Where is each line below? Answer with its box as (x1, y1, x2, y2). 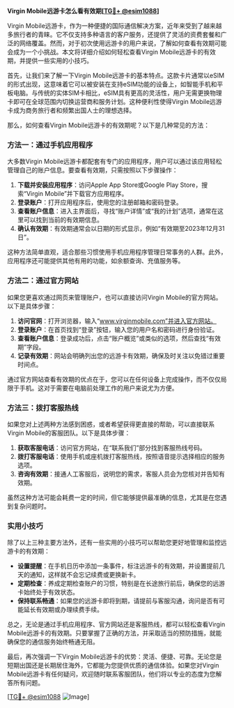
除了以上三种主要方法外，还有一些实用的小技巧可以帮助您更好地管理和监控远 (7, 538, 227, 547)
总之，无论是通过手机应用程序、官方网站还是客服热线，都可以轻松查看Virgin (7, 620, 226, 628)
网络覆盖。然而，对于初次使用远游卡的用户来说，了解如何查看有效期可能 (19, 39, 227, 47)
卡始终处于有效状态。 (17, 588, 79, 596)
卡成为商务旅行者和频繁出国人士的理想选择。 (7, 106, 136, 114)
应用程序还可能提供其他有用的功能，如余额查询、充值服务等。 (7, 257, 185, 265)
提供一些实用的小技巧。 (25, 57, 93, 65)
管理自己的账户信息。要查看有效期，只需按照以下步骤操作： (7, 166, 178, 174)
